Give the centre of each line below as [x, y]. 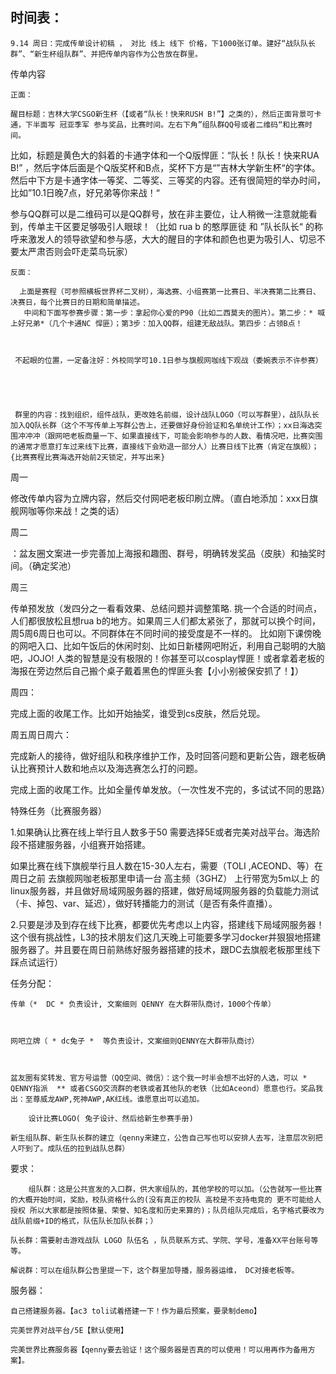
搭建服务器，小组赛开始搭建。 [89, 844]
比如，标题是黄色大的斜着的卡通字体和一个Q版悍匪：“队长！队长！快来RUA [165, 155]
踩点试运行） [36, 962]
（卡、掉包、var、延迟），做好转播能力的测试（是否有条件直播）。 [144, 903]
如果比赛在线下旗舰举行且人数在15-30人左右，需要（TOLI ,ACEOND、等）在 [166, 865]
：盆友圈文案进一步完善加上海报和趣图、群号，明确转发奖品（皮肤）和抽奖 [163, 553]
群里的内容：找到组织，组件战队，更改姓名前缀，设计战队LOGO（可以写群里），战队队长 [167, 414]
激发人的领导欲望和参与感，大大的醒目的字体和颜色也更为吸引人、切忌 [172, 239]
